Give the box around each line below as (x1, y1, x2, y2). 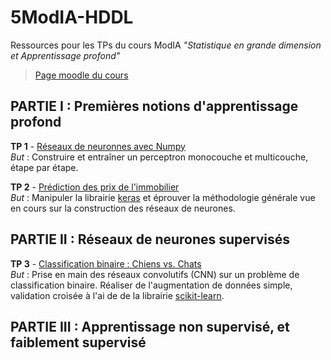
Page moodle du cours (34, 69, 129, 81)
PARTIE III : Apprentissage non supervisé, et (10, 318, 290, 335)
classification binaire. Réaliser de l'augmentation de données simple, (10, 279, 293, 291)
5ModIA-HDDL (10, 6, 134, 29)
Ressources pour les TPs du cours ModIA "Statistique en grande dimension (10, 39, 322, 51)
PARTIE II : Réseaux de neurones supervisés (10, 231, 291, 248)
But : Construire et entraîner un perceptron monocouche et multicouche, (10, 151, 309, 163)
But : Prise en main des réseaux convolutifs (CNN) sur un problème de (10, 268, 300, 280)
